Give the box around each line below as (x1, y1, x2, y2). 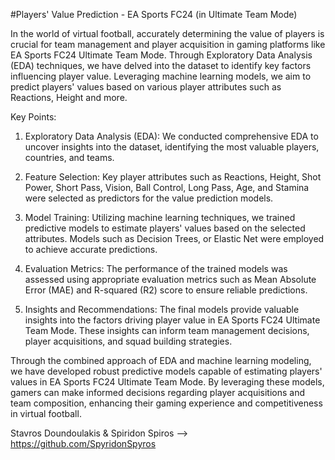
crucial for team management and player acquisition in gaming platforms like (10, 39, 326, 50)
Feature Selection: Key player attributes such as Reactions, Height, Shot (24, 171, 322, 183)
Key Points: (10, 111, 57, 123)
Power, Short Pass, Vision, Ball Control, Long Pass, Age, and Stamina (24, 182, 310, 193)
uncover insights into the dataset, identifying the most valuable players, (24, 141, 320, 153)
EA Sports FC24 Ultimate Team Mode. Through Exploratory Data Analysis (10, 49, 313, 61)
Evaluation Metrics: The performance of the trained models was (24, 263, 288, 274)
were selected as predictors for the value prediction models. (24, 192, 274, 204)
